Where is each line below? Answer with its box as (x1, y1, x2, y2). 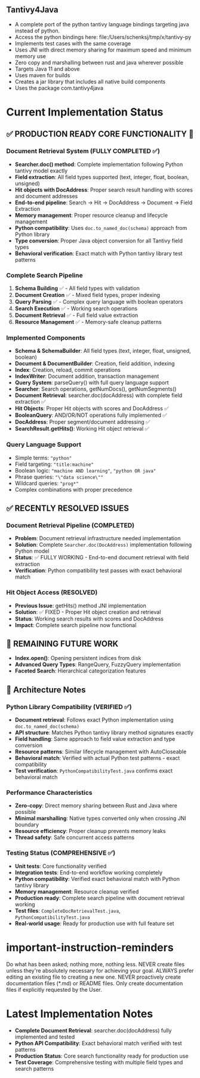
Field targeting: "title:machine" (14, 461, 94, 468)
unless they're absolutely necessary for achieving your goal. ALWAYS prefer (6, 967, 194, 974)
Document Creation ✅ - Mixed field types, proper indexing (14, 291, 160, 298)
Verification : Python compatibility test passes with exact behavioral (14, 567, 182, 574)
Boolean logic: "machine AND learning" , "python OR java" (14, 467, 156, 474)
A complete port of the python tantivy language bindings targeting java (14, 20, 189, 28)
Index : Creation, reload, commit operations (14, 367, 121, 374)
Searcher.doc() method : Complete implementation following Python (14, 161, 183, 168)
